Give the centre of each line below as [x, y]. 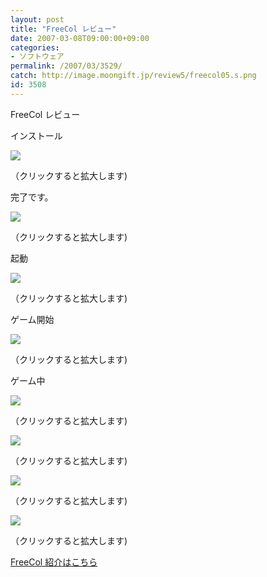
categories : [35, 47]
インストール [36, 135]
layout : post [37, 19]
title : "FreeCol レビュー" [63, 29]
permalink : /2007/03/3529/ [66, 66]
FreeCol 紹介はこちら [54, 562]
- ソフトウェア [37, 57]
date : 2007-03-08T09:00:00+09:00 [80, 38]
